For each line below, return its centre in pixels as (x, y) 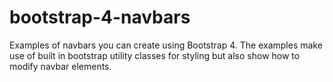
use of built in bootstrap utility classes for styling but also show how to (155, 55)
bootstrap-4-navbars (100, 17)
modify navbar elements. (60, 66)
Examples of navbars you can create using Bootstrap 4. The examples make (166, 45)
